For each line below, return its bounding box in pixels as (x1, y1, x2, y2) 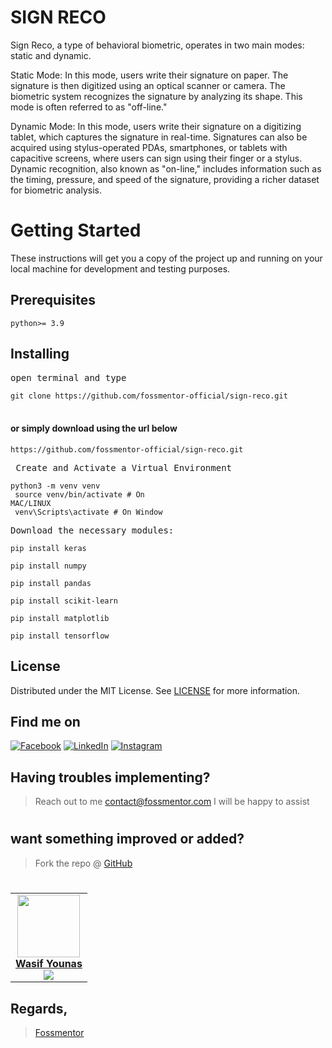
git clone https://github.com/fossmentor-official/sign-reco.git (10, 391, 288, 401)
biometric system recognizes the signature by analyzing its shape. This (10, 90, 303, 102)
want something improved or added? (10, 831, 245, 848)
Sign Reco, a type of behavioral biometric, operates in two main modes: (10, 39, 305, 51)
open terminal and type (10, 372, 127, 383)
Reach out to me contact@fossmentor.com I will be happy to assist (34, 796, 310, 808)
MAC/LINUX (10, 498, 52, 508)
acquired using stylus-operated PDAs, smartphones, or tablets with (10, 141, 288, 153)
